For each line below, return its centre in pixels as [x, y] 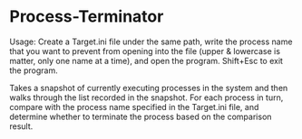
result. [21, 126]
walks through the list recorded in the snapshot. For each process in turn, [146, 97]
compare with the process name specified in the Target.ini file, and [134, 107]
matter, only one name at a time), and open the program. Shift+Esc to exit [146, 60]
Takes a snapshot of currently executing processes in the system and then [149, 88]
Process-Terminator [87, 17]
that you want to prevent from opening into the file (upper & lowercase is [145, 51]
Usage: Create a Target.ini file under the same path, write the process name [151, 42]
